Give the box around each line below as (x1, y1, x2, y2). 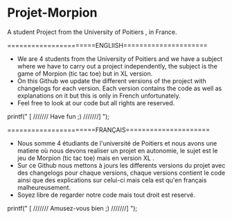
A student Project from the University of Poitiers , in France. (7, 28, 178, 36)
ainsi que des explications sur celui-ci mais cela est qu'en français (17, 175, 207, 184)
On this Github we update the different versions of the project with (17, 76, 206, 85)
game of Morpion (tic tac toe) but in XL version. (17, 69, 153, 78)
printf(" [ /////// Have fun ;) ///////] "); (7, 112, 109, 121)
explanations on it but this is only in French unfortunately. (17, 91, 181, 100)
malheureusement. (17, 183, 71, 191)
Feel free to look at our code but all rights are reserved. (17, 98, 175, 107)
